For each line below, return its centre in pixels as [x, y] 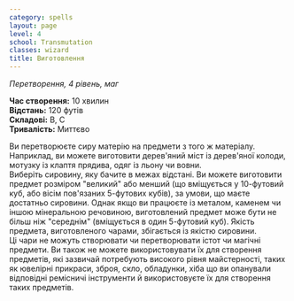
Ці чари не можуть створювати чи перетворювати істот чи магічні [135, 240]
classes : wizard [39, 50]
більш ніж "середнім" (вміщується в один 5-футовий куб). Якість [132, 221]
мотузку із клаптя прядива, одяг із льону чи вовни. [105, 165]
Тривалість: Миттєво [50, 129]
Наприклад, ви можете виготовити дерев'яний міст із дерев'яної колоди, [147, 155]
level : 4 [25, 34]
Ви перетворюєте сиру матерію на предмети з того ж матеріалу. [132, 146]
